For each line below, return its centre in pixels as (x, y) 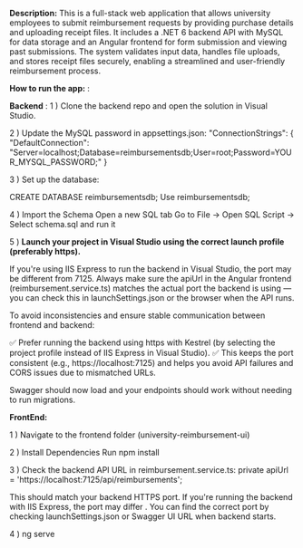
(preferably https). (45, 251)
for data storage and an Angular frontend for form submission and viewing (148, 42)
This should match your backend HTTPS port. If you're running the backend (151, 497)
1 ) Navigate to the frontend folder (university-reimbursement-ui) (130, 435)
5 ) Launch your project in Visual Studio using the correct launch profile (147, 242)
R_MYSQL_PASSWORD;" (56, 162)
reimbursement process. (55, 71)
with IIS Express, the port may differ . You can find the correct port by (139, 507)
